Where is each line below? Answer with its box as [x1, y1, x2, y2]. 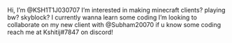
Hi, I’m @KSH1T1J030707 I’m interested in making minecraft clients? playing [7, 6, 226, 14]
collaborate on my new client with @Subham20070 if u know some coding [7, 21, 222, 28]
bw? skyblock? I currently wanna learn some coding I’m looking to [7, 13, 198, 21]
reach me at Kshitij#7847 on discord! [7, 28, 114, 36]
